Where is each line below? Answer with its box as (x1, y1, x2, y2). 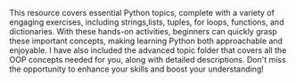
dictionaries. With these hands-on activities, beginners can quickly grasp (9, 26, 278, 36)
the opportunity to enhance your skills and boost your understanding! (9, 64, 265, 74)
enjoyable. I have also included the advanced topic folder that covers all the (9, 45, 287, 56)
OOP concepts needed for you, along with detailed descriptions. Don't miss (9, 55, 287, 64)
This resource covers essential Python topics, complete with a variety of (9, 8, 275, 18)
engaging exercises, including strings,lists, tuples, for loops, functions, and (9, 17, 284, 27)
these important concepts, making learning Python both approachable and (9, 35, 284, 46)
